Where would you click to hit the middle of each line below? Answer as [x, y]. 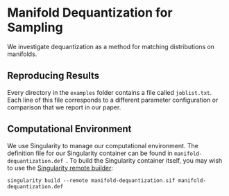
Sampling [35, 27]
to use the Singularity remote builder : [60, 168]
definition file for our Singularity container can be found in [90, 153]
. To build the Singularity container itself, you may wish [144, 160]
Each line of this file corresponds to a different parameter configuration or [113, 100]
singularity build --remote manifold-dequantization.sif [91, 180]
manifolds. [22, 54]
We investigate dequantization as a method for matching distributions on [111, 46]
